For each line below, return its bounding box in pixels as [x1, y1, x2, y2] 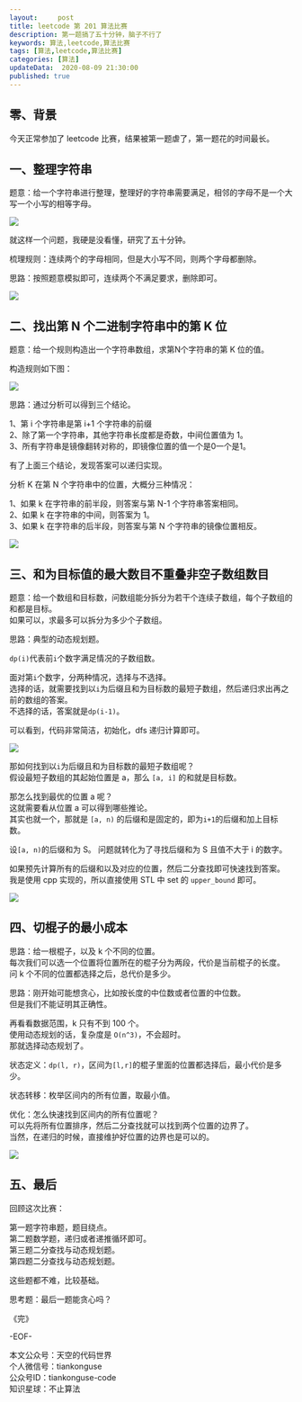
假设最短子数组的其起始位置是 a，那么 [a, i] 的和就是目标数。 [9, 772, 242, 783]
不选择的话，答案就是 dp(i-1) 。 [9, 705, 125, 716]
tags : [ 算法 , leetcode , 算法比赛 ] [9, 47, 123, 56]
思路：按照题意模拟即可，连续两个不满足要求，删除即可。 [9, 273, 222, 283]
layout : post [9, 13, 75, 22]
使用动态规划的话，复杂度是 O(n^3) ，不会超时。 [9, 1029, 186, 1039]
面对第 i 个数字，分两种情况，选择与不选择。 [9, 672, 172, 682]
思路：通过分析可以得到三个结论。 [9, 400, 136, 410]
